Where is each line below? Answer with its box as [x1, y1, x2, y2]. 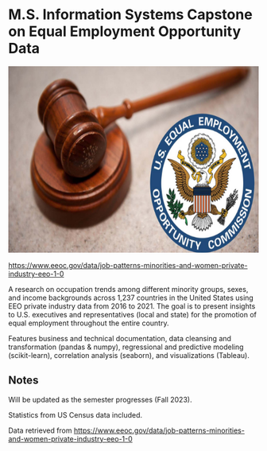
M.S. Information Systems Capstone [8, 6, 253, 24]
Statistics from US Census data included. [8, 410, 143, 419]
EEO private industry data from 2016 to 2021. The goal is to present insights [8, 301, 256, 311]
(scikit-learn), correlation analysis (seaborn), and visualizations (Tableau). [8, 350, 250, 360]
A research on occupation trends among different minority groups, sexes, [8, 284, 249, 294]
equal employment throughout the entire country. [8, 318, 169, 328]
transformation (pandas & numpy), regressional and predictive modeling [8, 342, 244, 352]
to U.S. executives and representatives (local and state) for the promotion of [8, 309, 257, 319]
